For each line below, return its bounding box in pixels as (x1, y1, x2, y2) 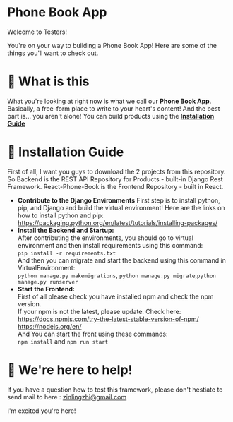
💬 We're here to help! (7, 362, 133, 378)
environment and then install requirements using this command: (17, 241, 203, 249)
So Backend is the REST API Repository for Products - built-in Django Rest (7, 174, 224, 183)
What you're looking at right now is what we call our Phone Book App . (7, 97, 212, 105)
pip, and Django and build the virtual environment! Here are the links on (17, 203, 225, 212)
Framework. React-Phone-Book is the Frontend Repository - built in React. (7, 182, 224, 191)
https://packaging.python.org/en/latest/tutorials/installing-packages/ (17, 218, 218, 227)
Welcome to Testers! (7, 28, 67, 36)
